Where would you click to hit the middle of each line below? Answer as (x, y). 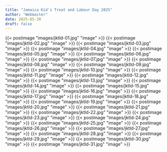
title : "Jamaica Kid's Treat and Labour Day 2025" (59, 10)
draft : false (19, 24)
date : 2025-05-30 (23, 19)
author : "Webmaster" (27, 14)
